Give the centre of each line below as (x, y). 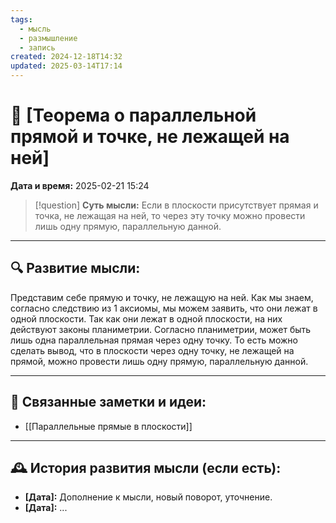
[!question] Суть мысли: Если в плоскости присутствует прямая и (176, 205)
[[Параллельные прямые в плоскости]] (108, 426)
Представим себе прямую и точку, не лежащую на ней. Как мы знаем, (162, 297)
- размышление (48, 38)
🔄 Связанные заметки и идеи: (108, 402)
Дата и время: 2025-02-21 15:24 (80, 185)
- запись (37, 47)
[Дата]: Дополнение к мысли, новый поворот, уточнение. (148, 497)
